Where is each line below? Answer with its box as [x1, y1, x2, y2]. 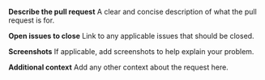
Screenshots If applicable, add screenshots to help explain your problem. [8, 47, 254, 56]
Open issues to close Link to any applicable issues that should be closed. [8, 32, 254, 40]
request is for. [8, 15, 55, 25]
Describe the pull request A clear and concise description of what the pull [8, 7, 257, 16]
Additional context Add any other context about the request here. [8, 62, 229, 72]
